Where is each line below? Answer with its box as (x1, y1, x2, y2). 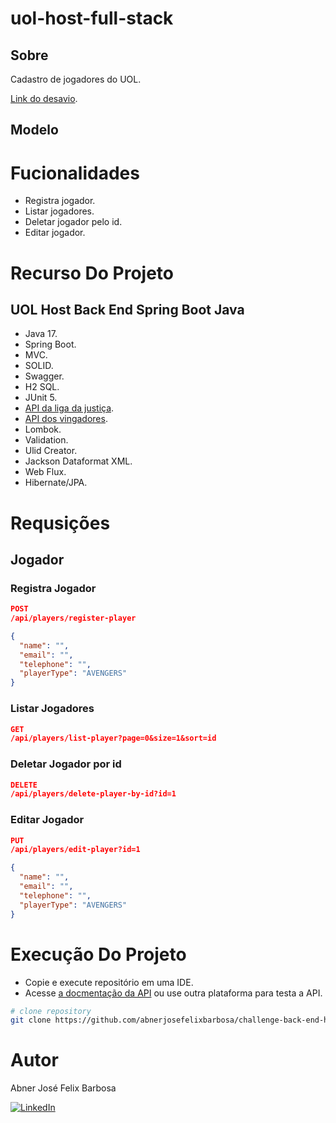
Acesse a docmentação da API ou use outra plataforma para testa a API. (24, 987, 323, 999)
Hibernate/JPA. (24, 477, 88, 489)
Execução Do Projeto (10, 943, 187, 966)
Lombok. (24, 423, 62, 436)
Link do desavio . (10, 93, 78, 104)
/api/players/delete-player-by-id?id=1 (10, 789, 177, 799)
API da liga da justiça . (24, 402, 115, 414)
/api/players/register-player (10, 613, 137, 624)
